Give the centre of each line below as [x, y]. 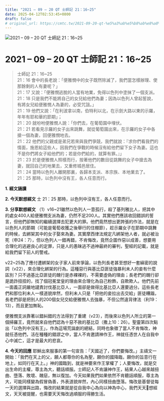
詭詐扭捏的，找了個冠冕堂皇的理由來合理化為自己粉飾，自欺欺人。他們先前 [84, 281]
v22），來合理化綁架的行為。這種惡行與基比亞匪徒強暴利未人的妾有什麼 [85, 269]
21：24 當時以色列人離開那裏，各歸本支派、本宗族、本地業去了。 [82, 172]
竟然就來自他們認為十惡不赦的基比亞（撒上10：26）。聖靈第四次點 [92, 322]
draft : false [18, 19]
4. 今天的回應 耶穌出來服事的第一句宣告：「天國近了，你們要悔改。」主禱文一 [81, 351]
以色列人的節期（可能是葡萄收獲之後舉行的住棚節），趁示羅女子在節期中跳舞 [81, 228]
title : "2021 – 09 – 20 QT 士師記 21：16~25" [51, 10]
